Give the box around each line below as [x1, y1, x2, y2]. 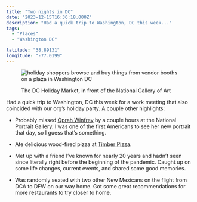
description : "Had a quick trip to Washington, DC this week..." [6, 20, 172, 26]
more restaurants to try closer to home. [14, 189, 112, 196]
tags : [6, 25, 20, 32]
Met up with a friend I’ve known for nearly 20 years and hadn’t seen [14, 152, 182, 159]
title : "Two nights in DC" [6, 8, 73, 15]
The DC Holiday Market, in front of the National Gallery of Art [21, 87, 171, 94]
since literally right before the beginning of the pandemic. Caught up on [14, 159, 191, 166]
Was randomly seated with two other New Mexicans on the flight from [14, 176, 187, 184]
